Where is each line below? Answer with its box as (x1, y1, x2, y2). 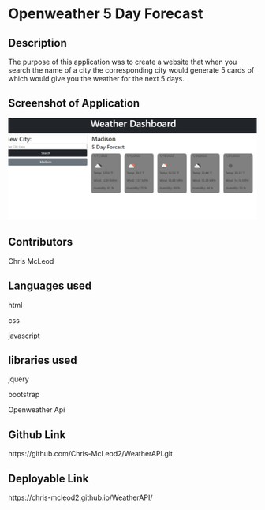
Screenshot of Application (8, 96, 140, 111)
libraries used (8, 354, 77, 367)
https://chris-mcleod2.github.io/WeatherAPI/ (8, 493, 153, 502)
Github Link (8, 428, 66, 441)
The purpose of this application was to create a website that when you (8, 57, 237, 66)
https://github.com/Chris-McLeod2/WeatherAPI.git (8, 449, 174, 459)
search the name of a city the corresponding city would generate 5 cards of (8, 66, 255, 75)
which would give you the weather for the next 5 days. (8, 74, 185, 83)
